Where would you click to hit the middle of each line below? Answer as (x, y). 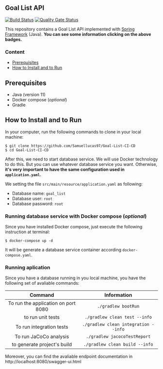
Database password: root (38, 204)
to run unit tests (42, 317)
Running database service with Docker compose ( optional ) (76, 216)
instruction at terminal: (27, 232)
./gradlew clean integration (116, 325)
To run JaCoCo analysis (42, 337)
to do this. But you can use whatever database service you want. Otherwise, (81, 164)
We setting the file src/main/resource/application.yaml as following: (74, 184)
